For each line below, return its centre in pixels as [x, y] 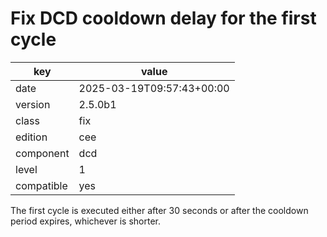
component [42, 153]
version [33, 104]
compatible [41, 185]
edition [31, 137]
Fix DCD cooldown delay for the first [163, 18]
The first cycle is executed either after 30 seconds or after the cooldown [159, 210]
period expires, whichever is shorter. [86, 221]
